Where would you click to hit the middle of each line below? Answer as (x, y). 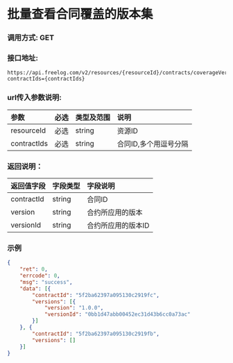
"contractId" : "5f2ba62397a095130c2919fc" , (96, 295)
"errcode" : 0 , (40, 276)
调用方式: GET (31, 37)
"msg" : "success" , (46, 282)
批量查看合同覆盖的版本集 (80, 14)
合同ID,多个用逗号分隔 (153, 144)
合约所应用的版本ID (118, 225)
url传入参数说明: (35, 98)
